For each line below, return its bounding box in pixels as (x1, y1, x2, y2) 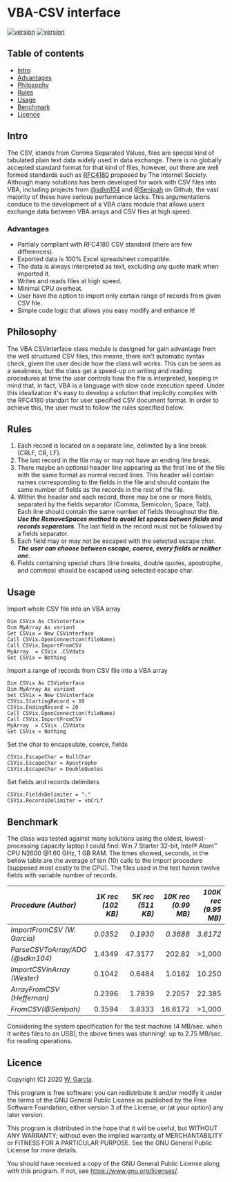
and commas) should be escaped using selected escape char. (17, 566, 195, 575)
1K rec (95, 892, 119, 902)
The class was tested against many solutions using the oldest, (7, 835, 184, 843)
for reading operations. (7, 1037, 72, 1045)
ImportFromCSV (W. (10, 925, 77, 935)
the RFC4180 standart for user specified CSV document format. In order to (7, 396, 219, 404)
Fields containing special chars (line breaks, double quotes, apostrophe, (17, 559, 223, 567)
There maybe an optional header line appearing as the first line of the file (17, 464, 225, 472)
